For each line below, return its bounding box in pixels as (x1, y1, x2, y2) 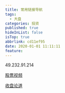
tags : (5, 12, 16, 17)
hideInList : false (5, 30, 43, 35)
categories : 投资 (5, 21, 39, 26)
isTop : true (5, 35, 30, 40)
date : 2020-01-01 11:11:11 (5, 44, 61, 49)
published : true (5, 26, 38, 31)
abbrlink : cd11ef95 (5, 39, 45, 44)
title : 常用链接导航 (5, 7, 43, 12)
